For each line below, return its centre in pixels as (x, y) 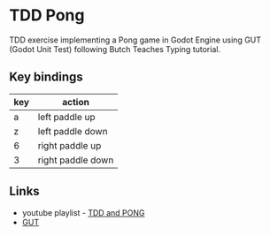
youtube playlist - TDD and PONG (83, 212)
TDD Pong (47, 15)
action (76, 102)
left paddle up (66, 117)
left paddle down (73, 131)
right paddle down (76, 160)
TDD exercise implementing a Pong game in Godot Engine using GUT (135, 40)
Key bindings (46, 77)
